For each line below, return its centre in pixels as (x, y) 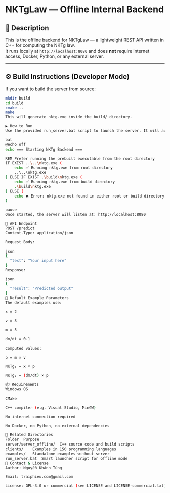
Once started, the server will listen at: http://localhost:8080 (75, 215)
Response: (16, 270)
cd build (14, 103)
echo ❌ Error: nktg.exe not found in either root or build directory (90, 196)
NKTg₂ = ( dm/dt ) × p (27, 376)
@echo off (16, 144)
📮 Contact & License (27, 463)
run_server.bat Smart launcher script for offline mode (67, 458)
